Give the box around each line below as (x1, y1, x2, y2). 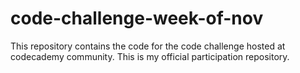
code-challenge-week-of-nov (10, 7, 264, 30)
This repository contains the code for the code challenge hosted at (10, 40, 286, 52)
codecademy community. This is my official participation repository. (10, 50, 290, 62)
